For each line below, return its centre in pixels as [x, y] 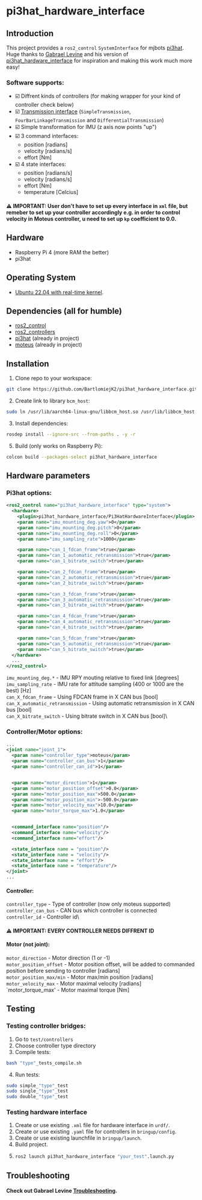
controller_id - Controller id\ [43, 917]
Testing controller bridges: [46, 1026]
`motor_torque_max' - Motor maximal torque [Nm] [68, 990]
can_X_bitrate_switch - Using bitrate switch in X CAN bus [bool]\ [87, 716]
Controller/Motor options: [44, 732]
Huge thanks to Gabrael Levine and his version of [67, 54]
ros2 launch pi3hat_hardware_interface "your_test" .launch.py [94, 1157]
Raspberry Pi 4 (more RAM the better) [62, 252]
